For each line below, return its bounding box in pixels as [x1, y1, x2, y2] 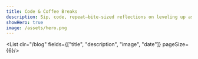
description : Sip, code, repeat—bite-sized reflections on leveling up [6, 14, 186, 20]
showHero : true [6, 19, 44, 25]
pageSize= [162, 41, 189, 48]
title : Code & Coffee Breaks [6, 8, 78, 15]
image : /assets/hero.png [6, 25, 67, 31]
